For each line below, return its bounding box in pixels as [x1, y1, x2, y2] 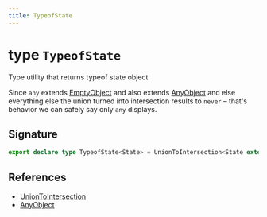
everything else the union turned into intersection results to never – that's [8, 96, 248, 106]
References [8, 170, 67, 184]
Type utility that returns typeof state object [8, 72, 149, 82]
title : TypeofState [8, 11, 73, 20]
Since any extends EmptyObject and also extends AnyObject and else [8, 87, 236, 97]
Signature [8, 127, 58, 141]
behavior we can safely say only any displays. [8, 104, 157, 114]
